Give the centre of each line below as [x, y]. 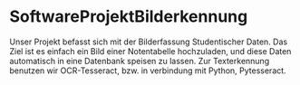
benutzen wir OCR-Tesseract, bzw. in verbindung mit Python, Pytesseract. [148, 71]
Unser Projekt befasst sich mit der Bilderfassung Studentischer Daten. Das [149, 42]
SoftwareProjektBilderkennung [129, 17]
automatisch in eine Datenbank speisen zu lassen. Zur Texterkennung [140, 61]
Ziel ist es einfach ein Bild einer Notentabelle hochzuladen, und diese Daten [150, 51]
